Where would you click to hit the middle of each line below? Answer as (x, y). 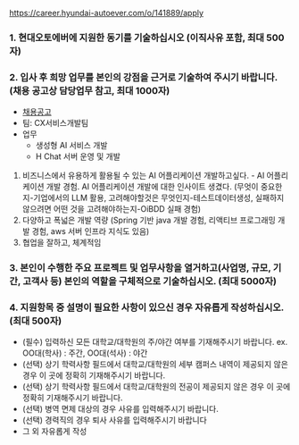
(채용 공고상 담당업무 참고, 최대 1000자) (90, 90)
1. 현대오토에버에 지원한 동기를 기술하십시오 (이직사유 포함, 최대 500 (147, 38)
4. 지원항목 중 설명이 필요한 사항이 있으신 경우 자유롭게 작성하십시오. (146, 307)
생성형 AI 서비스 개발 (71, 146)
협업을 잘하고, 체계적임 (62, 243)
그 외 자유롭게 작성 (54, 432)
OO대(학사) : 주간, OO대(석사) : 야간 (85, 353)
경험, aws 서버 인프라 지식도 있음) (91, 231)
